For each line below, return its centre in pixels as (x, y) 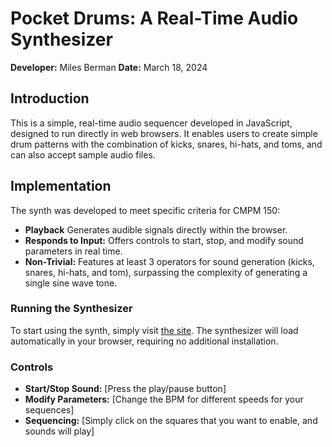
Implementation (61, 186)
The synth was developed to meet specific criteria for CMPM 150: (145, 210)
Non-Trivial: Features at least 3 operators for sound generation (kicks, (169, 261)
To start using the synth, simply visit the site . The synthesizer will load (154, 330)
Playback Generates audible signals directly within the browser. (156, 229)
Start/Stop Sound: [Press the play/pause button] (125, 389)
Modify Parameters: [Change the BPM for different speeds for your (164, 399)
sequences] (49, 410)
